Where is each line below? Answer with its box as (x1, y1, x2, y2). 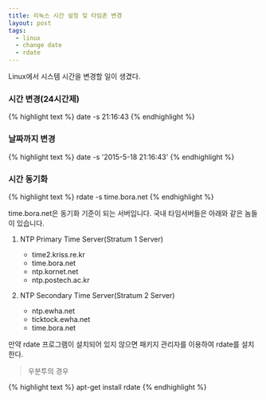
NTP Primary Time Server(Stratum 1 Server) (19, 234, 164, 244)
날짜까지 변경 (8, 133, 56, 144)
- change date (15, 41, 62, 49)
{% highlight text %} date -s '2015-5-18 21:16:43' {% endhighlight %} (8, 152, 235, 162)
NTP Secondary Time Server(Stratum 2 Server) (19, 290, 175, 300)
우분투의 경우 (27, 366, 69, 375)
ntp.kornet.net (31, 266, 79, 276)
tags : (8, 26, 26, 34)
